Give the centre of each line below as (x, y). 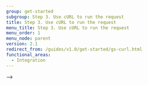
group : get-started (30, 11)
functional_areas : (28, 55)
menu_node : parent (28, 38)
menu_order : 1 (23, 33)
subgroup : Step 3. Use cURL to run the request (65, 17)
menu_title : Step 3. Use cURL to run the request (68, 28)
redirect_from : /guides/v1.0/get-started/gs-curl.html (74, 49)
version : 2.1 (22, 44)
